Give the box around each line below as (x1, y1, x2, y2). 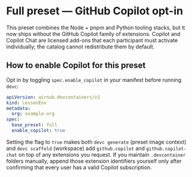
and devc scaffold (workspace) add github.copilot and (6, 145, 145, 152)
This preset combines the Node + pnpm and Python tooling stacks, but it (6, 24, 185, 31)
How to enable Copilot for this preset (6, 60, 146, 71)
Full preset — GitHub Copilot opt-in (6, 4, 184, 18)
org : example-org (11, 111, 55, 117)
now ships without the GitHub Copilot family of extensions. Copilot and (6, 30, 181, 37)
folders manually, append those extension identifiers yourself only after (6, 157, 182, 164)
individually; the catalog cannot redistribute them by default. (6, 43, 155, 50)
